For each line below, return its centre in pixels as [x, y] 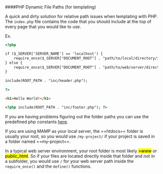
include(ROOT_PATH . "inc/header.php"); [47, 81]
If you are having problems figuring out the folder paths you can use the [77, 116]
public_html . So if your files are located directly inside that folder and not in [80, 156]
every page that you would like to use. [43, 27]
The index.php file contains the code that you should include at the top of [78, 22]
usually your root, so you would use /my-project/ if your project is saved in [80, 136]
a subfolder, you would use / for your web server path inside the [69, 161]
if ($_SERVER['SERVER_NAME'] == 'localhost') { [54, 54]
